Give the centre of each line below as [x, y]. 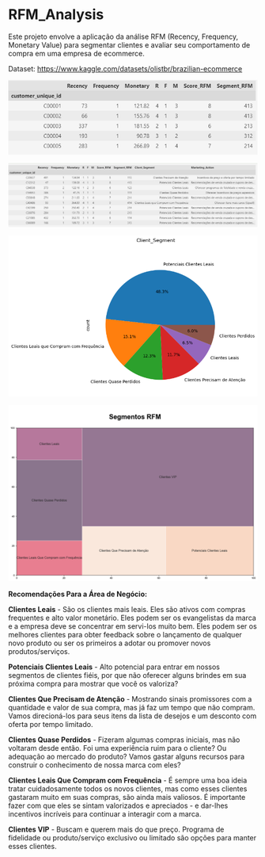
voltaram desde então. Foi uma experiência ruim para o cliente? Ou [117, 748]
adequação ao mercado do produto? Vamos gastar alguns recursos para [127, 756]
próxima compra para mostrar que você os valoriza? [93, 683]
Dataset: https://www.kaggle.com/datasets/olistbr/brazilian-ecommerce [125, 68]
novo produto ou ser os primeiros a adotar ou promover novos [110, 643]
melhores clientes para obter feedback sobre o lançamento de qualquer [125, 634]
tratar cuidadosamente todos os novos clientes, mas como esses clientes [128, 788]
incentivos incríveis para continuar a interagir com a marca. [105, 813]
